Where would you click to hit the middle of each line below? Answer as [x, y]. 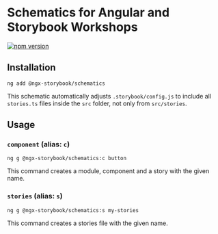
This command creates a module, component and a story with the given [108, 171]
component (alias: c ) [39, 144]
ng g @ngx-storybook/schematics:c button [67, 159]
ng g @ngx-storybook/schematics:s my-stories [73, 210]
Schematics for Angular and [88, 13]
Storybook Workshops [72, 27]
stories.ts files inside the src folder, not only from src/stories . [97, 103]
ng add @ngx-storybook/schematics [56, 83]
